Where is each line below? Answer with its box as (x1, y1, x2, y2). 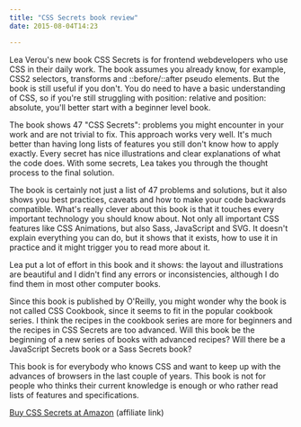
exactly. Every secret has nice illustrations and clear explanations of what (9, 147, 281, 158)
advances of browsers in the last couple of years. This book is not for (9, 370, 267, 381)
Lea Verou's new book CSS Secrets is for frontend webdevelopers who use (9, 54, 288, 65)
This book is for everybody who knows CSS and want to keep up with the (9, 360, 281, 371)
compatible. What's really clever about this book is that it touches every (9, 203, 275, 214)
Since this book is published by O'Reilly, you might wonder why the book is (9, 296, 288, 307)
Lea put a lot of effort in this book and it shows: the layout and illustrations (9, 259, 284, 270)
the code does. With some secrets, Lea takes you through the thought (9, 157, 269, 168)
